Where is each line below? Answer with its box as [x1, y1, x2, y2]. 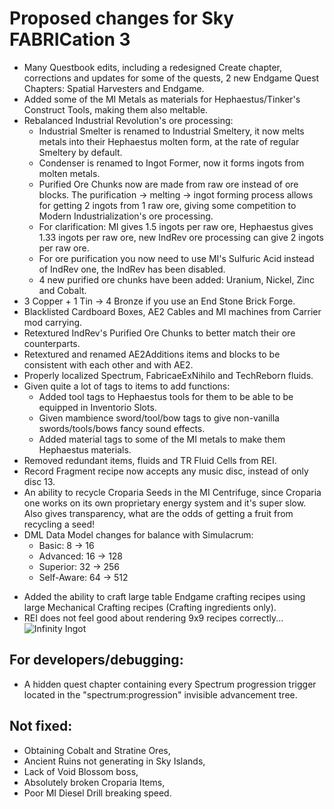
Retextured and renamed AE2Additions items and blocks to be [23, 348, 281, 360]
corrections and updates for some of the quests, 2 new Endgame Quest [23, 72, 320, 84]
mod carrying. [23, 316, 83, 328]
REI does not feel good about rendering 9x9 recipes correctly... [23, 612, 284, 624]
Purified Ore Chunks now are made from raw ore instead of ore [38, 178, 299, 190]
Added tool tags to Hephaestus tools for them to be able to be [38, 390, 294, 402]
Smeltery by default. [38, 146, 123, 158]
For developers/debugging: [9, 652, 184, 669]
